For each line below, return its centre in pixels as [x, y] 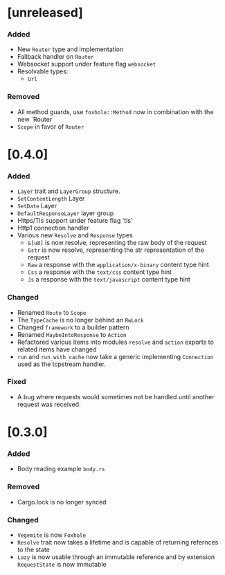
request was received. [49, 404]
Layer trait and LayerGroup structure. [69, 191]
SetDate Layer [37, 206]
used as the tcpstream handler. [61, 364]
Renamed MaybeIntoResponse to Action [72, 334]
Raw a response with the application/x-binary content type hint [118, 265]
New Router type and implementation [70, 49]
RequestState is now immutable [62, 564]
